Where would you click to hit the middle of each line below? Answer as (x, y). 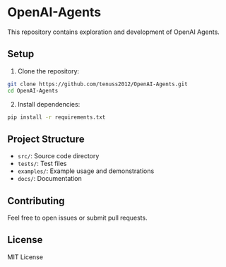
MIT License (25, 257)
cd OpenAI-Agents (33, 90)
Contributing (36, 201)
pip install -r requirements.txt (56, 117)
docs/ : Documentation (50, 179)
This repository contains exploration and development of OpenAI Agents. (114, 32)
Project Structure (46, 139)
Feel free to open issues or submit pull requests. (77, 218)
